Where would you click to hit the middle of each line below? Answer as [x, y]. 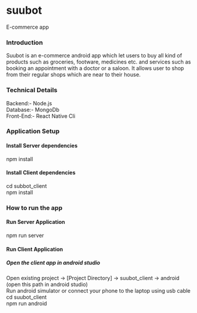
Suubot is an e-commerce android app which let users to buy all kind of [94, 56]
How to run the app [34, 208]
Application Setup [33, 131]
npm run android [27, 303]
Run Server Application [36, 222]
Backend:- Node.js [29, 103]
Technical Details [32, 90]
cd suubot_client [27, 297]
